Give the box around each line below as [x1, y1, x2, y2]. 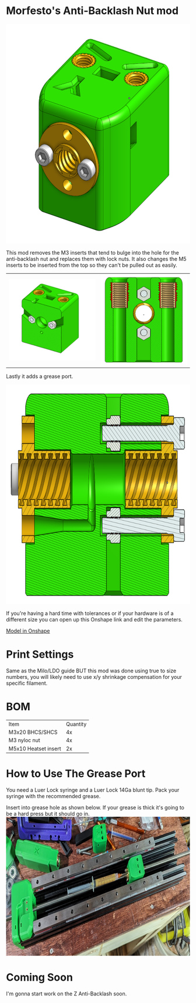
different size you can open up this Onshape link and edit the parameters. [6, 616, 183, 623]
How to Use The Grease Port [6, 767, 146, 781]
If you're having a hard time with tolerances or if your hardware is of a [6, 610, 174, 617]
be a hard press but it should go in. [6, 810, 90, 817]
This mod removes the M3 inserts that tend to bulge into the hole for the [6, 249, 179, 256]
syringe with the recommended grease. [6, 792, 101, 799]
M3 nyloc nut [8, 737, 41, 744]
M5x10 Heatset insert [8, 745, 61, 752]
